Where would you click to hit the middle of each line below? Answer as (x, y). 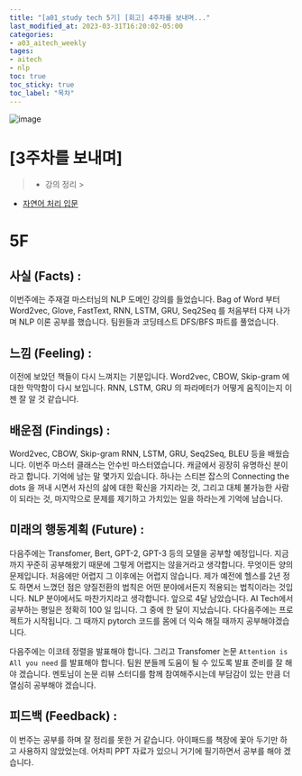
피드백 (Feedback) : (63, 716)
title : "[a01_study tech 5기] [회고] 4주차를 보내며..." (110, 18)
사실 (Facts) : (46, 276)
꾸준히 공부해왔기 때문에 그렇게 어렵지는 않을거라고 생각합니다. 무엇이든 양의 (160, 564)
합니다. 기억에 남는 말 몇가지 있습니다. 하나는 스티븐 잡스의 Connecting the (158, 476)
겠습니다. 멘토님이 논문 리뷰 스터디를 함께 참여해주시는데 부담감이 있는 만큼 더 (155, 673)
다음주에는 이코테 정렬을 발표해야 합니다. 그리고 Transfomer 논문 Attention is (149, 651)
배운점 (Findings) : (60, 430)
